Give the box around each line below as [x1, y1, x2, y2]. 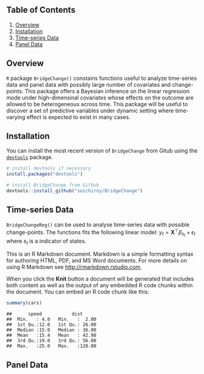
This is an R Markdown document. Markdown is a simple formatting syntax [6, 250, 194, 258]
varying [6, 113, 26, 121]
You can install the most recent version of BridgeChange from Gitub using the [6, 147, 198, 154]
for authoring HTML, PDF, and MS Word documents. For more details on [6, 257, 188, 264]
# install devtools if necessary [6, 165, 91, 171]
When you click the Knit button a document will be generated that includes [6, 275, 194, 282]
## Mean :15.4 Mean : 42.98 [6, 333, 97, 339]
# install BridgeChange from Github [6, 182, 99, 189]
